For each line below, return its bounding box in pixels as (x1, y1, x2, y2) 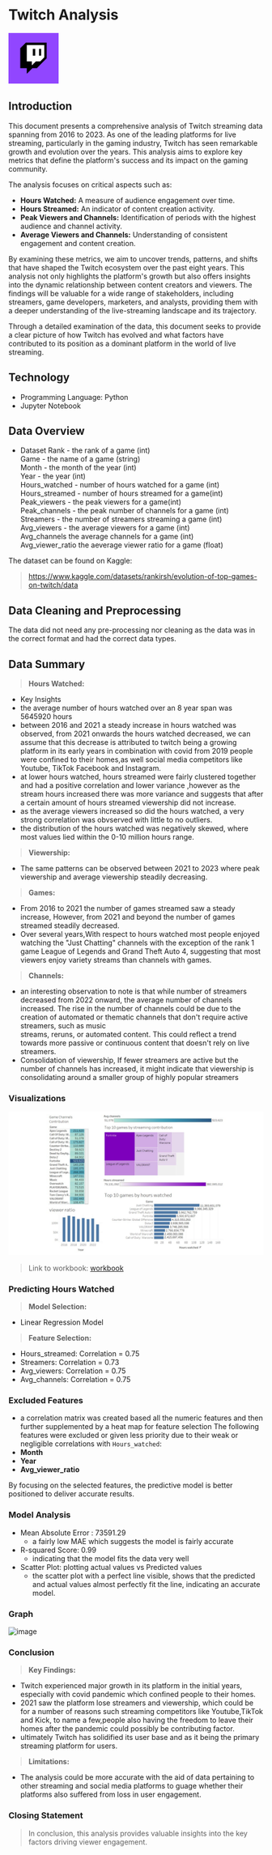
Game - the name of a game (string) (19, 454, 141, 464)
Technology (8, 371, 70, 385)
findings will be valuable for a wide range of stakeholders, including (8, 288, 234, 298)
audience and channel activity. (19, 221, 123, 231)
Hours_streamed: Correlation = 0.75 (19, 1349, 140, 1359)
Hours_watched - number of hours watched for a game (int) (19, 480, 220, 490)
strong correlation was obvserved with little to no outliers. (19, 815, 213, 824)
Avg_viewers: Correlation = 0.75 (19, 1366, 126, 1376)
